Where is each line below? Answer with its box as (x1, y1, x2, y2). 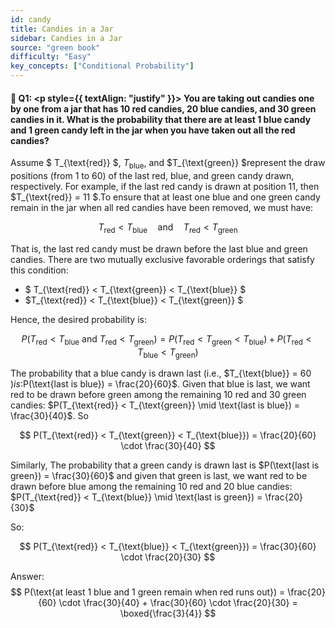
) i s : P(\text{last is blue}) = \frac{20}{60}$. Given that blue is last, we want (10, 378, 311, 390)
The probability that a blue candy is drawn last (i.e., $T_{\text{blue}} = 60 (10, 367, 312, 380)
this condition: (10, 264, 69, 276)
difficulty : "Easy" (10, 52, 92, 62)
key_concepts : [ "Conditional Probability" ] (10, 61, 195, 71)
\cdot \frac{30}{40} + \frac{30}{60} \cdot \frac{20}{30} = (58, 597, 298, 609)
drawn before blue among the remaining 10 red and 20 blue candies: (10, 481, 293, 493)
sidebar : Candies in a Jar (10, 33, 123, 43)
